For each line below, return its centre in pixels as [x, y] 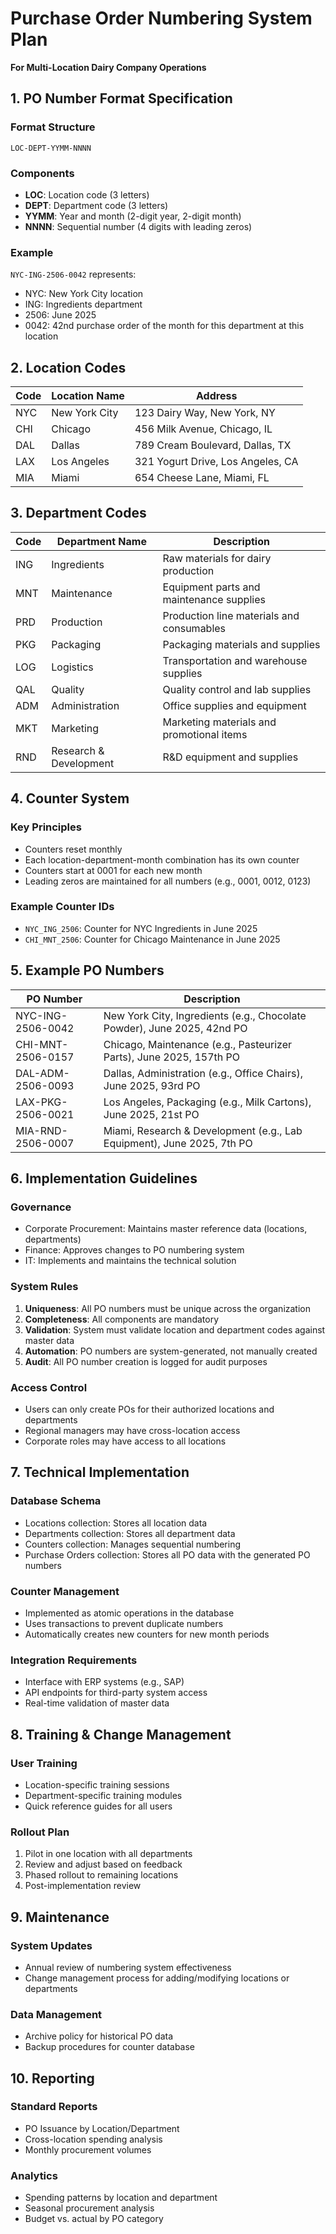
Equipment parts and [211, 587]
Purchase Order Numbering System [161, 18]
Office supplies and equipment [234, 705]
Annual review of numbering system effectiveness [128, 1967]
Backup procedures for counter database [110, 2047]
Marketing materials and [219, 722]
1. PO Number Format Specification [121, 98]
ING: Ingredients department [83, 304]
